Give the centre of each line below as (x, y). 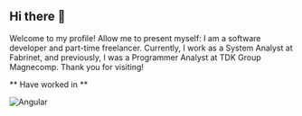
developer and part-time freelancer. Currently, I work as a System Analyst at (151, 48)
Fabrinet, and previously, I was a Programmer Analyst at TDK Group (136, 57)
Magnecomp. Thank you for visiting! (77, 67)
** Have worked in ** (49, 84)
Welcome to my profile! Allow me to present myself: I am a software (135, 38)
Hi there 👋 (38, 17)
